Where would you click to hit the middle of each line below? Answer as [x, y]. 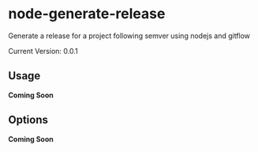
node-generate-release [87, 14]
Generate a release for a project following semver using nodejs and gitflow [129, 36]
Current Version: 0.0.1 [43, 51]
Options [28, 120]
